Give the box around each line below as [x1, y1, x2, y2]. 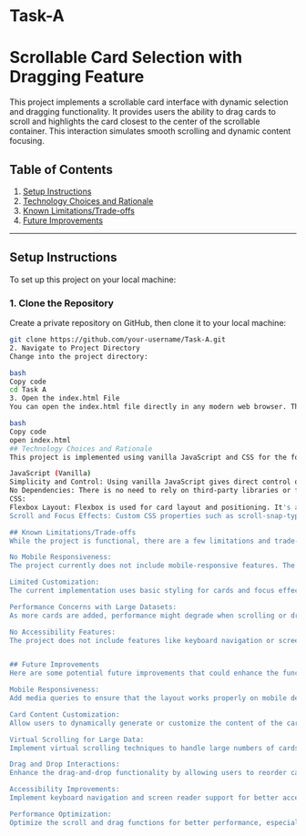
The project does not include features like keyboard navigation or [9, 636, 275, 645]
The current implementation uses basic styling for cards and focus [9, 586, 275, 596]
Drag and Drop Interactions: [9, 760, 120, 770]
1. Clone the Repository [9, 297, 114, 310]
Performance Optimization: [9, 810, 112, 819]
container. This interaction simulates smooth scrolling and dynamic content [9, 126, 291, 137]
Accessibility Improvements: [9, 785, 120, 794]
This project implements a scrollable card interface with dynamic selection [9, 97, 289, 107]
